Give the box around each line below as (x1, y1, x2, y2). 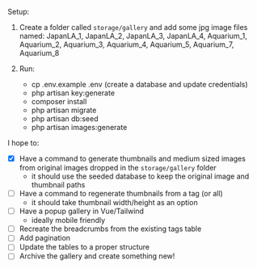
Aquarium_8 (19, 48, 60, 57)
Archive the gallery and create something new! (19, 251, 175, 261)
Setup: (7, 7, 30, 16)
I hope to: (7, 138, 40, 148)
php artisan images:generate (31, 123, 128, 132)
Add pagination (19, 233, 70, 243)
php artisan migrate (31, 105, 97, 115)
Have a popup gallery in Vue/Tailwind (19, 206, 145, 216)
